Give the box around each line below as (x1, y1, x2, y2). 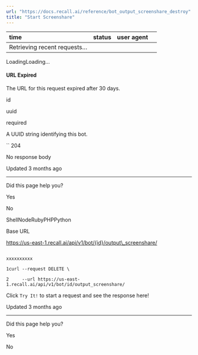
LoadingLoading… (6, 58, 50, 65)
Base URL (6, 227, 30, 235)
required (6, 119, 27, 126)
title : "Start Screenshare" (6, 14, 75, 20)
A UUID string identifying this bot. (6, 131, 88, 138)
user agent (117, 33, 148, 41)
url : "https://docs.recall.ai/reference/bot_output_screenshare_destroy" (6, 8, 192, 15)
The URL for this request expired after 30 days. (6, 84, 121, 92)
